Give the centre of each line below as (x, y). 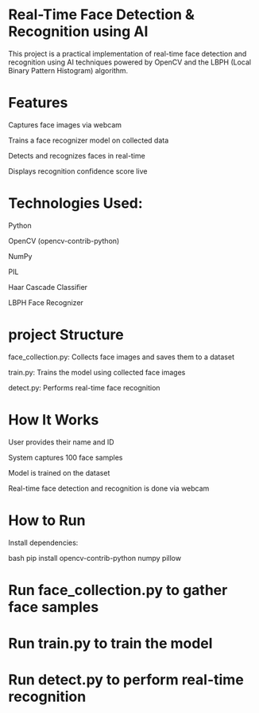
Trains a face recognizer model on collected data (89, 140)
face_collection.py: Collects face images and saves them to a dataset (121, 357)
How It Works (54, 419)
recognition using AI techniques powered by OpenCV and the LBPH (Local (130, 62)
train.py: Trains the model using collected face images (97, 372)
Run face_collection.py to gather (118, 590)
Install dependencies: (43, 543)
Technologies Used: (75, 204)
